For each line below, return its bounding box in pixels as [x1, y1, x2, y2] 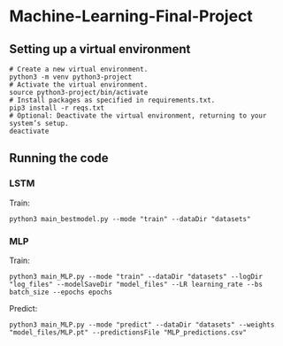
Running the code [9, 150, 109, 165]
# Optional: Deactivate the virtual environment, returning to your [9, 111, 267, 120]
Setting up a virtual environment [9, 42, 191, 57]
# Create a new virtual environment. [9, 65, 149, 73]
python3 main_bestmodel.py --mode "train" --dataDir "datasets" [9, 214, 251, 223]
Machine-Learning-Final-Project [9, 6, 254, 27]
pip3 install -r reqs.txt [9, 104, 104, 112]
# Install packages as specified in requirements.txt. [9, 96, 216, 104]
